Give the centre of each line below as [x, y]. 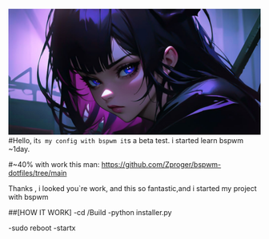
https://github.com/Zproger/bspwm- [161, 164]
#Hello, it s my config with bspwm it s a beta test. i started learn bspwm [126, 140]
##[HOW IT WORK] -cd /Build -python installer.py [90, 212]
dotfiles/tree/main [38, 173]
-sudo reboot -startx [42, 228]
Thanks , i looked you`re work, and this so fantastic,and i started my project [133, 188]
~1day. [19, 149]
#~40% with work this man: [54, 164]
